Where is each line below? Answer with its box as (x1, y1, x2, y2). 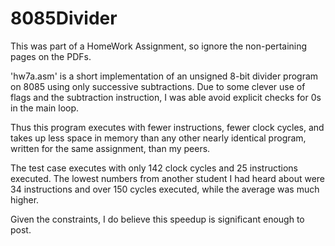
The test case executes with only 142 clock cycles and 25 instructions (10, 162, 298, 174)
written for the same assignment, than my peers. (10, 142, 211, 154)
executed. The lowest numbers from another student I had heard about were (10, 172, 325, 184)
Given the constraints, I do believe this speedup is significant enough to (10, 213, 305, 225)
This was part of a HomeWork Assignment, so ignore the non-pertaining (10, 40, 308, 52)
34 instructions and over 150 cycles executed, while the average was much (10, 183, 320, 195)
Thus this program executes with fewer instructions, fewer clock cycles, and (10, 121, 325, 133)
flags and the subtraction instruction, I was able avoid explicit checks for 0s (10, 91, 322, 103)
